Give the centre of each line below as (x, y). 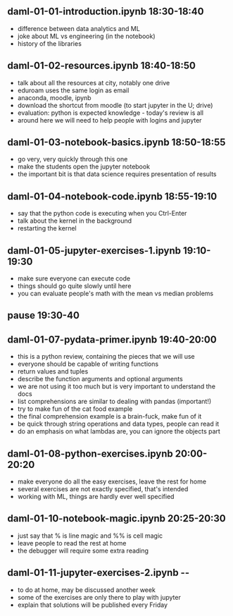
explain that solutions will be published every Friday (92, 605)
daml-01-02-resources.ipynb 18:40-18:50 (101, 66)
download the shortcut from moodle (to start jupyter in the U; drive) (115, 105)
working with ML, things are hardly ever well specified (96, 497)
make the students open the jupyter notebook (83, 167)
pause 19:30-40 (43, 315)
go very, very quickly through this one (73, 159)
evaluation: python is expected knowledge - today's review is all (111, 113)
